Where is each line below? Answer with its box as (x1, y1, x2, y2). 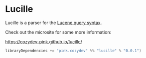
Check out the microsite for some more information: (5, 29, 112, 35)
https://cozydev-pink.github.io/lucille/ (5, 38, 82, 45)
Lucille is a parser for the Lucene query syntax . (5, 20, 102, 26)
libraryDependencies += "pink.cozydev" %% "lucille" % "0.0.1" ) (5, 48, 142, 53)
